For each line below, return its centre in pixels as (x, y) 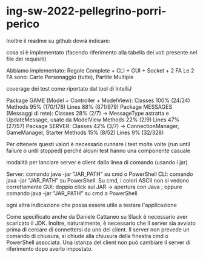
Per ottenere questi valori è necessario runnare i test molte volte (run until (98, 144)
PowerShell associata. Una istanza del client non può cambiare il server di (98, 242)
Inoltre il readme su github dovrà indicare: (58, 40)
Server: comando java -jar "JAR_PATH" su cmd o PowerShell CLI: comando (100, 174)
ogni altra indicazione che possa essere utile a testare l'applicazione (92, 205)
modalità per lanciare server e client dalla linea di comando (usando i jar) (97, 162)
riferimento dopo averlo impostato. (49, 248)
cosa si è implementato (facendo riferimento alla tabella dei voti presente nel (102, 52)
